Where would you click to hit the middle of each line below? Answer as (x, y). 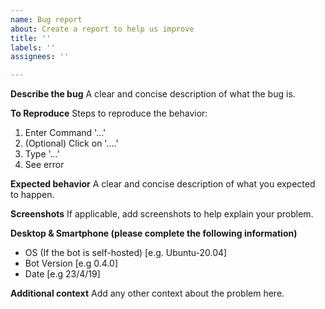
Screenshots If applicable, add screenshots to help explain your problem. (162, 214)
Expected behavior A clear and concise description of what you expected (163, 184)
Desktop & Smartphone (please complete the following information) (154, 233)
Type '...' (42, 154)
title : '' (31, 38)
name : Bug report (46, 19)
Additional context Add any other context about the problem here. (147, 293)
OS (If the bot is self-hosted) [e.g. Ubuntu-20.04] (126, 253)
